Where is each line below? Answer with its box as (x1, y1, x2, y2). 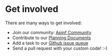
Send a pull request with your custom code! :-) (12, 45, 108, 51)
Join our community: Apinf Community (12, 29, 92, 35)
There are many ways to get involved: (5, 20, 82, 26)
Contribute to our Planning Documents (12, 35, 91, 41)
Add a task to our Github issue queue (12, 40, 88, 46)
